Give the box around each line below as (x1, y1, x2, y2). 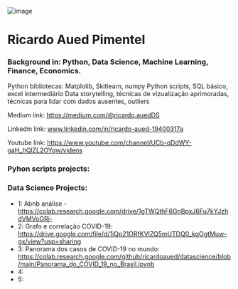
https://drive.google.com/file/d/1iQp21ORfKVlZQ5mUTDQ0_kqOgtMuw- (17, 229, 227, 238)
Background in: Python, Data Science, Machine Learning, (7, 57, 209, 67)
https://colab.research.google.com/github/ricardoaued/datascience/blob (17, 252, 231, 261)
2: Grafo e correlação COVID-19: (17, 221, 113, 231)
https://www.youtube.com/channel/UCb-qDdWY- (47, 139, 192, 147)
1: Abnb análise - (17, 199, 67, 208)
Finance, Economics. (7, 66, 82, 76)
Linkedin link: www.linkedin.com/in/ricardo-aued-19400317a (7, 125, 183, 133)
